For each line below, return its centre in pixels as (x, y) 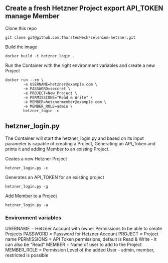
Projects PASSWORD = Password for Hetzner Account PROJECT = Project (82, 234)
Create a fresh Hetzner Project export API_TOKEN (84, 8)
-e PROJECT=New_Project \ (50, 93)
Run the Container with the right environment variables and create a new (80, 65)
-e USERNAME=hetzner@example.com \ (60, 84)
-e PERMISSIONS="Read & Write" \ (58, 98)
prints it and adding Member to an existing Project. (57, 149)
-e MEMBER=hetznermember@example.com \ (65, 102)
